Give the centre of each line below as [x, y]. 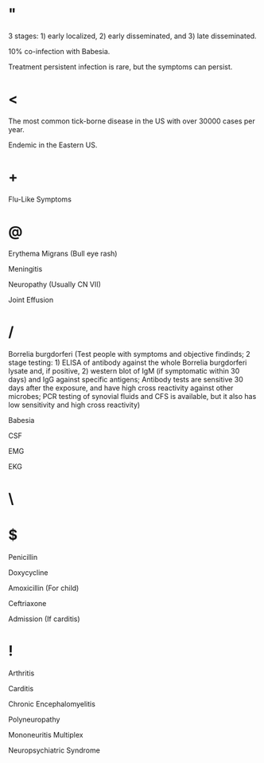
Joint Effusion [31, 299]
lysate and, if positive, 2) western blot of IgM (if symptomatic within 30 [124, 370]
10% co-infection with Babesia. [59, 51]
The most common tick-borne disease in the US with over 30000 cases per [132, 121]
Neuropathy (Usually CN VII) [55, 284]
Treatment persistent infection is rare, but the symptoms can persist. [120, 67]
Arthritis [21, 673]
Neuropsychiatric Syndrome [54, 750]
